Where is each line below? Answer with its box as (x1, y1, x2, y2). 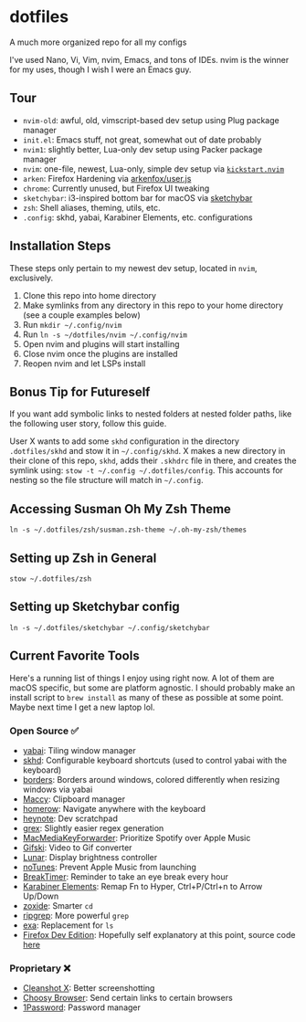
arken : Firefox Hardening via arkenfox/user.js (22, 173, 192, 184)
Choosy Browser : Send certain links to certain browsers (22, 993, 233, 1004)
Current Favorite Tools (9, 648, 140, 664)
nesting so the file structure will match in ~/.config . (9, 475, 204, 486)
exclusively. (9, 272, 54, 283)
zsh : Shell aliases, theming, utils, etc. (22, 202, 161, 213)
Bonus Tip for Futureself (9, 384, 151, 399)
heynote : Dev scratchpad (22, 813, 119, 824)
